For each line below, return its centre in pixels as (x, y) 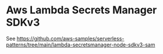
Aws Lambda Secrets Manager (81, 10)
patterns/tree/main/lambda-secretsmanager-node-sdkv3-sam (81, 45)
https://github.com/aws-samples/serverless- (70, 38)
